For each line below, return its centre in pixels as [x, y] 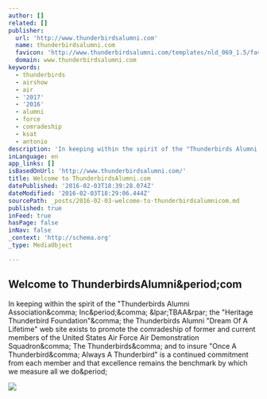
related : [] [28, 23]
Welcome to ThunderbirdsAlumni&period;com [125, 285]
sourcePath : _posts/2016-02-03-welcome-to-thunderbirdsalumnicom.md [124, 201]
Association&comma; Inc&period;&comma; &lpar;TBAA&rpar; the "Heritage [131, 312]
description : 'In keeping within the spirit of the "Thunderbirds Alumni [133, 149]
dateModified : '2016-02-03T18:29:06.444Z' [79, 193]
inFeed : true [30, 216]
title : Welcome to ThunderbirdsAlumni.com [79, 179]
